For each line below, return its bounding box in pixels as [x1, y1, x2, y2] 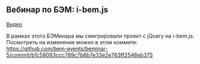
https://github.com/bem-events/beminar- [6, 45, 108, 52]
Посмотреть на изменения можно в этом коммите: [6, 38, 138, 45]
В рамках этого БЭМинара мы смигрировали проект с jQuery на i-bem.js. [6, 32, 195, 39]
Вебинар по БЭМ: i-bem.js [6, 5, 109, 15]
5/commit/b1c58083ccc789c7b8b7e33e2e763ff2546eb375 [6, 51, 153, 59]
